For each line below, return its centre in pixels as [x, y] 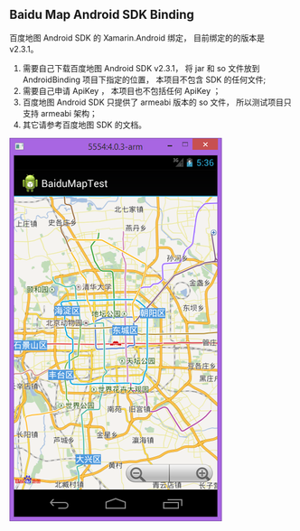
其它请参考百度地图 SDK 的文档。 [84, 125]
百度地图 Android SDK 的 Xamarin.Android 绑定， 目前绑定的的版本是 [137, 37]
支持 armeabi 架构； [60, 113]
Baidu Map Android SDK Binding [102, 15]
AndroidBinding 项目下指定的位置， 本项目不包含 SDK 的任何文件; [144, 79]
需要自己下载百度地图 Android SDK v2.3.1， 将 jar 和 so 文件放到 [141, 68]
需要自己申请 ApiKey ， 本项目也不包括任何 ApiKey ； [122, 90]
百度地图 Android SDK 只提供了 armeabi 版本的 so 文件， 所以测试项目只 [157, 102]
